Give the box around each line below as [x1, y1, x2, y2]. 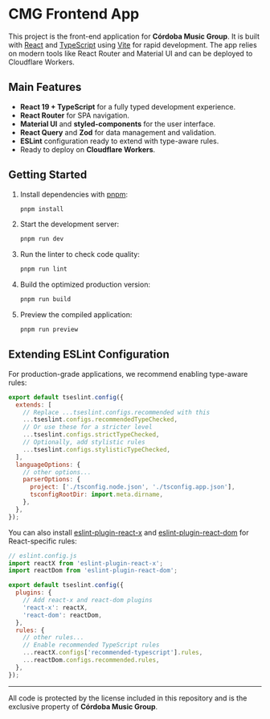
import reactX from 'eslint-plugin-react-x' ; [8, 559, 163, 568]
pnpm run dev [19, 235, 64, 243]
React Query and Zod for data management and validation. [19, 127, 217, 137]
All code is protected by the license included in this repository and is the [8, 693, 247, 703]
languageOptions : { [15, 461, 81, 469]
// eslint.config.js [8, 552, 78, 560]
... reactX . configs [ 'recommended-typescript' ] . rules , [22, 649, 203, 657]
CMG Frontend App [8, 5, 140, 23]
